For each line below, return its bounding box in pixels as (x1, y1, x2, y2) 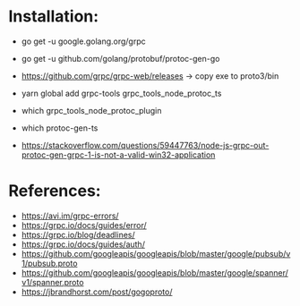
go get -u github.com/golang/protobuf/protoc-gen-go (21, 53, 220, 64)
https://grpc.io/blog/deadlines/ (21, 229, 135, 240)
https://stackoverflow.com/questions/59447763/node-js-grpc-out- (21, 140, 270, 150)
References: (8, 181, 101, 201)
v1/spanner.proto (21, 276, 84, 287)
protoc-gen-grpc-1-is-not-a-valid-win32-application (21, 149, 216, 160)
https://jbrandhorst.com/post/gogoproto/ (21, 286, 173, 297)
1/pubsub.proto (21, 258, 78, 268)
